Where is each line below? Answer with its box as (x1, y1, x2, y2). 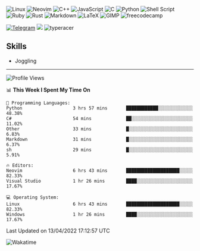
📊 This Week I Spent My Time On (6, 86, 90, 93)
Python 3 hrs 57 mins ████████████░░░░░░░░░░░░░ (6, 105, 193, 111)
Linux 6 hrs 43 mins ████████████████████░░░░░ (6, 201, 193, 207)
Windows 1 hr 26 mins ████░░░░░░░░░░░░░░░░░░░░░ (6, 211, 193, 217)
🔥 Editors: (6, 162, 34, 168)
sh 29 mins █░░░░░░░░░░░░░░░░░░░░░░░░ (6, 146, 193, 153)
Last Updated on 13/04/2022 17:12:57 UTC (6, 227, 110, 234)
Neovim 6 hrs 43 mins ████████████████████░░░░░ (6, 167, 193, 174)
